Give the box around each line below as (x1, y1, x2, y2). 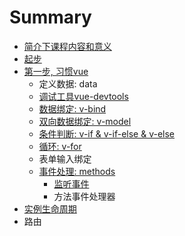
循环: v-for (38, 140, 82, 152)
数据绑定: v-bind (38, 102, 107, 115)
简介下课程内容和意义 (23, 40, 112, 52)
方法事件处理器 (53, 190, 116, 202)
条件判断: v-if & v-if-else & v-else (38, 127, 176, 140)
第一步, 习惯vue (23, 65, 89, 77)
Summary (9, 6, 92, 29)
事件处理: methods (38, 165, 116, 177)
